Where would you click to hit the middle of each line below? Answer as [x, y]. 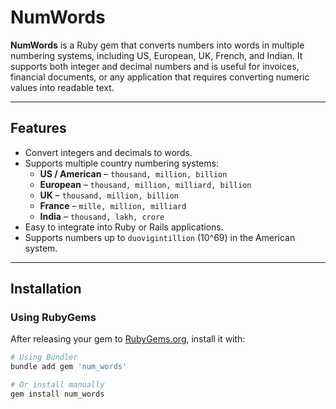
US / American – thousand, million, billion [133, 173]
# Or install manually [57, 385]
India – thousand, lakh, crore [102, 216]
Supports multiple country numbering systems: [121, 163]
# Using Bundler [44, 357]
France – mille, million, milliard [113, 205]
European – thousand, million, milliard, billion [145, 184]
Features [38, 128]
